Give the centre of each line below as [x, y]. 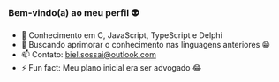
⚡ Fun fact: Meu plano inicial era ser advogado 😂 [111, 68]
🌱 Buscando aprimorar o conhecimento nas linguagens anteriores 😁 [146, 45]
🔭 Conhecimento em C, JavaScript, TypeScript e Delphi [121, 35]
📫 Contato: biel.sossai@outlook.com [88, 55]
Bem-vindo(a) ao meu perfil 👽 [74, 12]
